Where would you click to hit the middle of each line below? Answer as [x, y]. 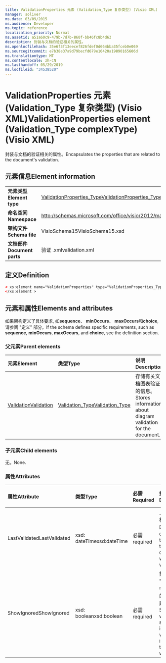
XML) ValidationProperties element [78, 119]
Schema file [22, 235]
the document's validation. [32, 159]
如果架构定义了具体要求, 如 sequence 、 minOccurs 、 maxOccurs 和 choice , [82, 321]
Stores [143, 398]
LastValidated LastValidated [39, 538]
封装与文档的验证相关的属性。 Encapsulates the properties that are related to [83, 154]
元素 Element [22, 363]
